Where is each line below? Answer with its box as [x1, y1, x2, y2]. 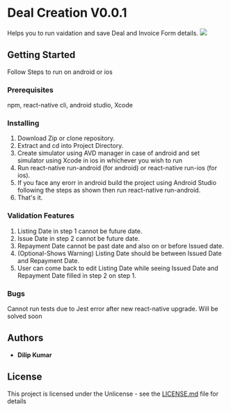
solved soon [7, 312, 42, 320]
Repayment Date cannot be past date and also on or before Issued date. [17, 241, 224, 250]
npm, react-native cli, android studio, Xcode [7, 101, 134, 110]
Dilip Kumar [17, 350, 52, 359]
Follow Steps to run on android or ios [7, 68, 113, 76]
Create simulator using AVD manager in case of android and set [17, 149, 200, 158]
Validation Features [7, 211, 74, 221]
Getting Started [7, 49, 76, 61]
